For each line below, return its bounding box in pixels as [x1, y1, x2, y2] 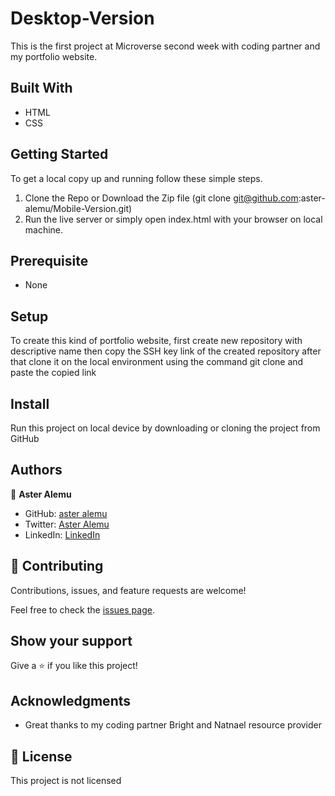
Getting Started [10, 146, 109, 163]
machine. [24, 223, 64, 236]
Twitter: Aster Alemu [24, 518, 110, 530]
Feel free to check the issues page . [10, 603, 155, 616]
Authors [10, 462, 63, 479]
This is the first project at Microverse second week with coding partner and [10, 40, 321, 52]
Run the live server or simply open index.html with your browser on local [24, 213, 323, 225]
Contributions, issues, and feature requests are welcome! [10, 584, 247, 596]
